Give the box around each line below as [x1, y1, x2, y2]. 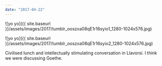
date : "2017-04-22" [5, 7, 45, 12]
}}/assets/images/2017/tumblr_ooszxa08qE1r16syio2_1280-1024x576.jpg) [5, 40, 153, 46]
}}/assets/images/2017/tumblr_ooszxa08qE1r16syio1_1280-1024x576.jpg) [5, 25, 152, 32]
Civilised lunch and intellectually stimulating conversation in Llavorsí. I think [5, 50, 157, 56]
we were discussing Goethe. [5, 55, 63, 61]
